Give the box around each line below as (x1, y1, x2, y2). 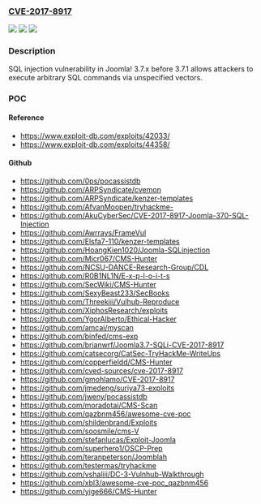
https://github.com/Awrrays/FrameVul (19, 227, 147, 237)
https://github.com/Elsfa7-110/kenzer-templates (19, 236, 180, 246)
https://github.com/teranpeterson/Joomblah (19, 452, 168, 462)
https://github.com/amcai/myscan (19, 322, 134, 332)
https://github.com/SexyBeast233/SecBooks (19, 288, 170, 298)
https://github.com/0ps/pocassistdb (19, 176, 141, 186)
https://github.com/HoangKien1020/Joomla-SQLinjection (19, 245, 211, 255)
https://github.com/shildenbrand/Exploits (19, 417, 158, 427)
